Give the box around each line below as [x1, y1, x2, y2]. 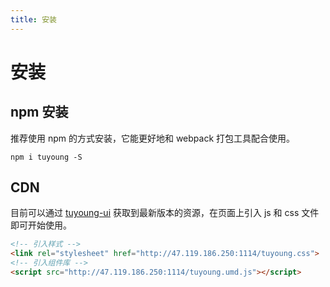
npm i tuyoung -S [10, 152, 83, 162]
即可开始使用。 [10, 219, 72, 231]
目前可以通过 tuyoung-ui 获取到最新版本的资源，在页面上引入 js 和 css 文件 [10, 207, 320, 219]
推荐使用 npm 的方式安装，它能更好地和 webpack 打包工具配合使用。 [10, 132, 296, 144]
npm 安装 [10, 104, 69, 121]
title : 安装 [10, 14, 57, 25]
